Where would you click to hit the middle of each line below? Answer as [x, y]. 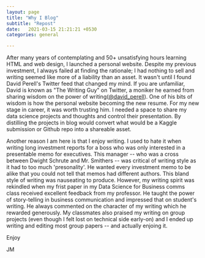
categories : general [33, 35]
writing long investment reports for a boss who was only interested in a [96, 148]
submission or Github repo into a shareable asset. [69, 129]
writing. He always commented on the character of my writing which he [96, 207]
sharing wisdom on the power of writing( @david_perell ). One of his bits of [99, 97]
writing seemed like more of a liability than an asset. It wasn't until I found [99, 77]
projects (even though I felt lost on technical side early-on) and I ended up [100, 219]
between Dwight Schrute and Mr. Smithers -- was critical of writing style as [101, 161]
